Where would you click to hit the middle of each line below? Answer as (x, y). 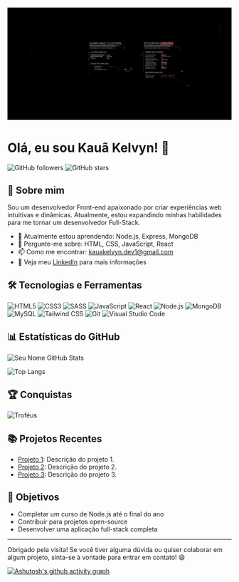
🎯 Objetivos (33, 497)
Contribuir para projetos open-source (73, 521)
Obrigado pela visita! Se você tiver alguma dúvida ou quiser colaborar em (115, 550)
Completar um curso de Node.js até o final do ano (91, 514)
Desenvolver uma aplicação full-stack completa (87, 529)
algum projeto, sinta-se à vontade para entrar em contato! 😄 (96, 557)
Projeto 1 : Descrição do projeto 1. (66, 459)
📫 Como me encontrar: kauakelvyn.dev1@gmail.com (95, 251)
